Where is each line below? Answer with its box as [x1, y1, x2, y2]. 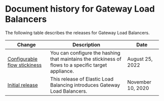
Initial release [7, 82, 38, 88]
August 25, [127, 55, 153, 62]
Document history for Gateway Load [5, 3, 155, 15]
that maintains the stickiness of [50, 55, 122, 62]
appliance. [50, 67, 74, 74]
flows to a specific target [50, 62, 107, 68]
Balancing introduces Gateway [50, 82, 121, 88]
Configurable [7, 55, 38, 62]
